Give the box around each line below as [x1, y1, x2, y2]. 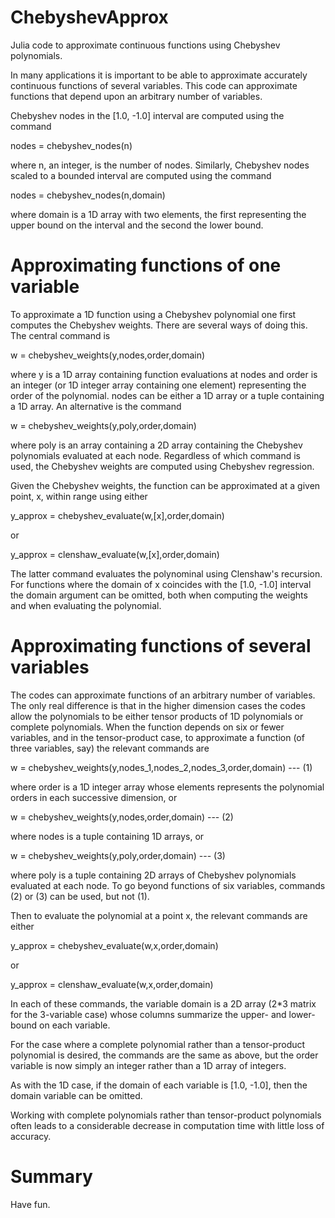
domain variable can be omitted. [10, 1089, 143, 1101]
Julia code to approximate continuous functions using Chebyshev [10, 39, 281, 51]
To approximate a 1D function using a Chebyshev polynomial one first [10, 308, 297, 320]
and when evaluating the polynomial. [10, 599, 162, 611]
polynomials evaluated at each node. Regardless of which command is [10, 449, 302, 461]
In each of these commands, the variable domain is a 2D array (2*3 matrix [10, 997, 317, 1010]
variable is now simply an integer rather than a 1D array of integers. [10, 1059, 287, 1071]
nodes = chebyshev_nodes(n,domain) [10, 189, 166, 201]
